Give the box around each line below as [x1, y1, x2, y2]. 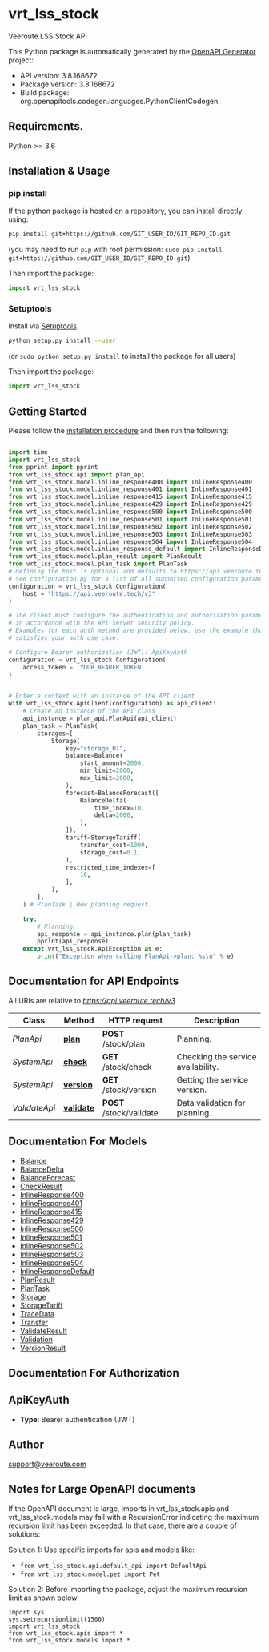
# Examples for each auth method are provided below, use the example [8, 626, 249, 635]
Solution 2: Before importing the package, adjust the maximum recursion [8, 1584, 248, 1594]
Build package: [19, 87, 70, 97]
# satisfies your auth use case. [8, 634, 120, 642]
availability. [176, 1061, 219, 1072]
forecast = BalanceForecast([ [65, 789, 159, 797]
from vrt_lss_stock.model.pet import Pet [19, 1570, 160, 1578]
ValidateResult [19, 1326, 68, 1336]
